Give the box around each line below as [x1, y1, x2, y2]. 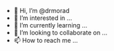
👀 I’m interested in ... [13, 14, 73, 22]
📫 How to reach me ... [13, 37, 78, 44]
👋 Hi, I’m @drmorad [13, 7, 70, 14]
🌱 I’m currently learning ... [13, 21, 88, 29]
